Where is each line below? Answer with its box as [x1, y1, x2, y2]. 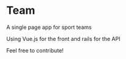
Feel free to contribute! [6, 46, 64, 54]
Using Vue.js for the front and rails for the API [6, 35, 121, 42]
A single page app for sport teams [6, 23, 92, 31]
